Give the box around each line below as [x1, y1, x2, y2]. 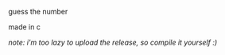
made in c [8, 22, 41, 31]
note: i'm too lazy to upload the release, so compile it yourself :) [8, 37, 218, 47]
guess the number [8, 7, 68, 16]
